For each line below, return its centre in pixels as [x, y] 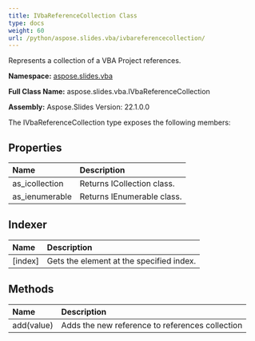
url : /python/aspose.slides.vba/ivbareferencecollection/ [107, 38]
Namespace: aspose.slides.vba [61, 76]
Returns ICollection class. [127, 184]
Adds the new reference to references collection [152, 325]
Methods [31, 289]
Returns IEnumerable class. [131, 196]
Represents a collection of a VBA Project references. [95, 61]
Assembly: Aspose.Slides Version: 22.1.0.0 [79, 107]
